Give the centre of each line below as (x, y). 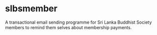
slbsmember (31, 9)
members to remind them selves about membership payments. (68, 27)
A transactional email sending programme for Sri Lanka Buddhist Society (78, 22)
